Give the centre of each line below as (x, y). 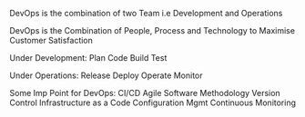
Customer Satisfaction (51, 40)
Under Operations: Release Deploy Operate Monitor (106, 75)
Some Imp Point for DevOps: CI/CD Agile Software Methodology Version (145, 93)
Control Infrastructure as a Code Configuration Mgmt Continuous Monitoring (153, 102)
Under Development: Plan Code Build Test (88, 58)
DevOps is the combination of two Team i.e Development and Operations (146, 13)
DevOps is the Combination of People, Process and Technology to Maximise (152, 30)
